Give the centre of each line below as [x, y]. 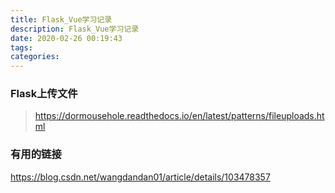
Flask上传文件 [44, 94]
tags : [21, 47]
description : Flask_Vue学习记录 [75, 29]
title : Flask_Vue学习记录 [61, 19]
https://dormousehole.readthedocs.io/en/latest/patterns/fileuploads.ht [179, 116]
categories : [35, 57]
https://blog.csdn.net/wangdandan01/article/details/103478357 [140, 177]
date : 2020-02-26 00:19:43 [66, 38]
